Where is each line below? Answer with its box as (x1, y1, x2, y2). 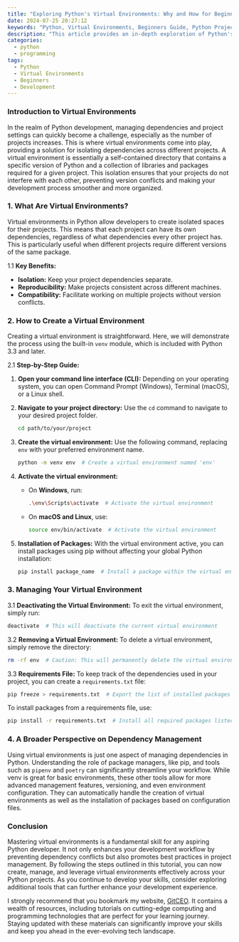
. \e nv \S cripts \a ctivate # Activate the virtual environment (28, 499, 213, 506)
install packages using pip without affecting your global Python (17, 546, 203, 555)
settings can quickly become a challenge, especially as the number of (7, 130, 212, 139)
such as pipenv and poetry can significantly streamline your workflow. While (7, 765, 230, 774)
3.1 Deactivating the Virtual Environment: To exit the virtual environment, (7, 601, 224, 609)
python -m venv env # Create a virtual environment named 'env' (17, 459, 216, 466)
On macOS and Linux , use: (28, 512, 108, 520)
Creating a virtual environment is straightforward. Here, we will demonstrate (7, 332, 230, 340)
